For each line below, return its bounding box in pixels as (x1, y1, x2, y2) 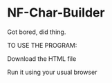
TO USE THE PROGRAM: (7, 41, 77, 49)
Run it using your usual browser (7, 68, 97, 76)
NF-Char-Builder (7, 5, 105, 21)
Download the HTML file (7, 54, 77, 63)
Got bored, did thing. (7, 28, 66, 36)
